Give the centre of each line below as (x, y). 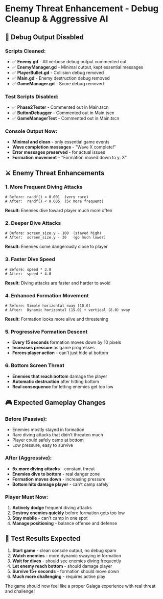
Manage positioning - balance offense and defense (65, 523)
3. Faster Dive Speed (30, 259)
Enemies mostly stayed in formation (48, 430)
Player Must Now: (27, 497)
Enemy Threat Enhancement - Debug (82, 9)
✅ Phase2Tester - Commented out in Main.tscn (60, 107)
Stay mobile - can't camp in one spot (50, 518)
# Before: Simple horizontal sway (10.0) (48, 306)
